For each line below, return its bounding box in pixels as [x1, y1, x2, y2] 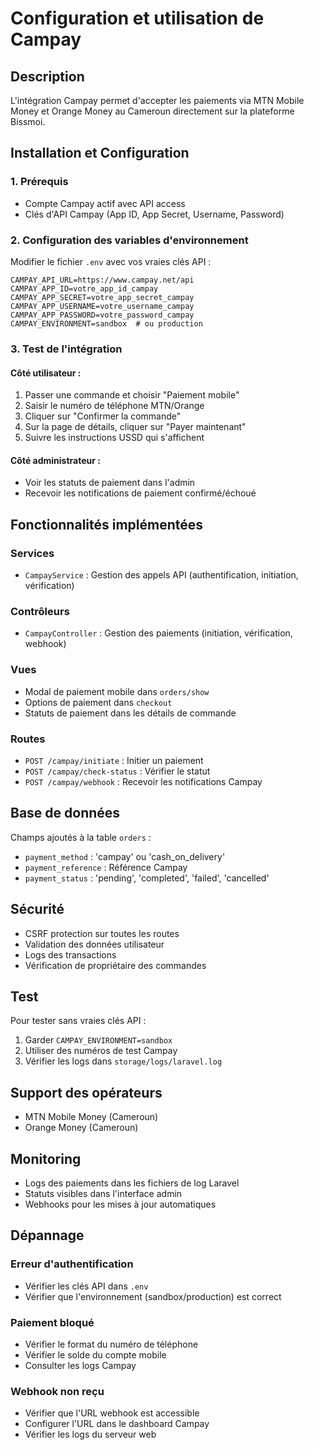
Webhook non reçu [10, 1384, 105, 1398]
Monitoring [10, 1150, 82, 1167]
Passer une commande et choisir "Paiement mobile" [24, 389, 240, 401]
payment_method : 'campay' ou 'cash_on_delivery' [24, 850, 226, 862]
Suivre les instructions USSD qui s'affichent [24, 432, 205, 444]
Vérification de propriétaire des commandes [24, 959, 207, 971]
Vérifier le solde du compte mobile [24, 1348, 167, 1361]
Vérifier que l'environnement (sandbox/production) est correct [24, 1290, 282, 1302]
